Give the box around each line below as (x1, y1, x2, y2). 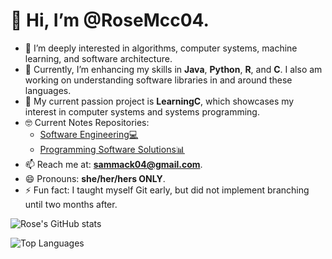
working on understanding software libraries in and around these (24, 74, 293, 86)
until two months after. (24, 198, 118, 210)
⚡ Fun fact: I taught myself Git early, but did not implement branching (24, 184, 310, 196)
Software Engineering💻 (39, 128, 139, 140)
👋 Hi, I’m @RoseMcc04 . (10, 9, 210, 32)
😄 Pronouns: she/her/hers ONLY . (24, 172, 166, 184)
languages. (24, 84, 72, 96)
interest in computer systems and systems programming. (24, 105, 260, 118)
